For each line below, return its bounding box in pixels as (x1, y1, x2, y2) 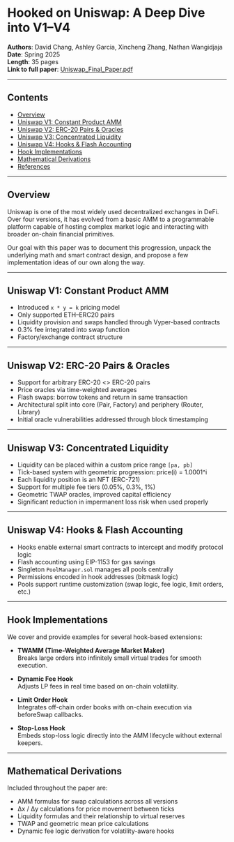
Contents (7, 92, 49, 104)
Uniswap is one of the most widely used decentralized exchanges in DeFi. (7, 207, 219, 216)
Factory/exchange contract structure (17, 333, 123, 341)
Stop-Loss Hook (17, 723, 66, 732)
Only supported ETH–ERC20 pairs (17, 310, 115, 319)
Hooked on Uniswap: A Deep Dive (7, 5, 205, 21)
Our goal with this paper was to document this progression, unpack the (7, 243, 212, 252)
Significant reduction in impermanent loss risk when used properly (17, 497, 209, 506)
